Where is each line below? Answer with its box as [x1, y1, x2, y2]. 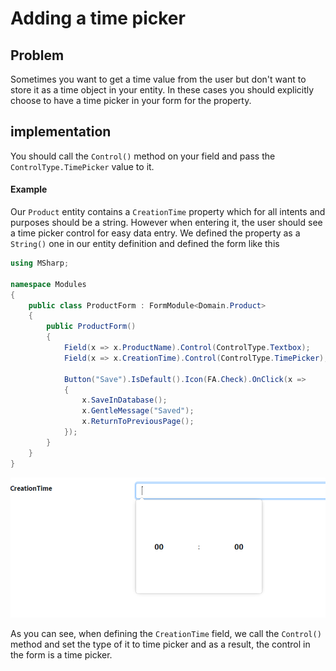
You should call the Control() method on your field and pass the [10, 150, 276, 162]
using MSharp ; [10, 258, 70, 269]
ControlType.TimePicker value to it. [10, 160, 155, 172]
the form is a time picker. [10, 648, 113, 661]
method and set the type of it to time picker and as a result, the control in [10, 638, 311, 650]
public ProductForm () [46, 322, 137, 332]
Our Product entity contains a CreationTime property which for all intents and [10, 206, 326, 218]
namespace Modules [10, 279, 87, 289]
